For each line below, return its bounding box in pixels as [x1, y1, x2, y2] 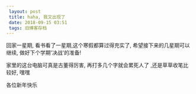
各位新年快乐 [6, 82, 37, 89]
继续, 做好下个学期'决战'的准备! [6, 49, 82, 56]
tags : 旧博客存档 [8, 25, 47, 31]
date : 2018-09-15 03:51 [8, 19, 68, 25]
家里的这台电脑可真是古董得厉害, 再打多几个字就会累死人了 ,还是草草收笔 [6, 62, 184, 69]
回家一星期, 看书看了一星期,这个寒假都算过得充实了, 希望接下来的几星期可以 [6, 42, 190, 49]
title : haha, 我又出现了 [8, 14, 66, 20]
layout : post [8, 8, 41, 15]
